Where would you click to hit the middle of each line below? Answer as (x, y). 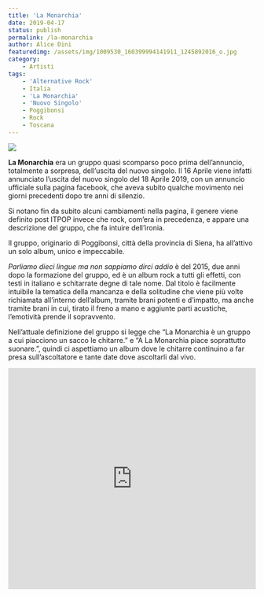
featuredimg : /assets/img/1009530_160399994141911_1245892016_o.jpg (123, 52)
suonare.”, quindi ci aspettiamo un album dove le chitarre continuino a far (126, 348)
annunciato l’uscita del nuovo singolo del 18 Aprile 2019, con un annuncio (126, 179)
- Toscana (38, 125)
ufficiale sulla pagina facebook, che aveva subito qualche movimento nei (126, 187)
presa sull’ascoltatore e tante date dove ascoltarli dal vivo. (102, 357)
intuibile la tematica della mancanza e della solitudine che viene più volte (126, 291)
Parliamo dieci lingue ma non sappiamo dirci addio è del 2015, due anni (124, 266)
